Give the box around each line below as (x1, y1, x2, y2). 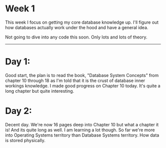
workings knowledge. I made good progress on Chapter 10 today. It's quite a (5, 82, 161, 89)
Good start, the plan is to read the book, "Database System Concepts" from (5, 72, 159, 78)
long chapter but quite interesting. (5, 88, 74, 94)
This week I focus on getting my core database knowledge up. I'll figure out (5, 19, 159, 25)
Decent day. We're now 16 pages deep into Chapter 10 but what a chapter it (5, 121, 159, 127)
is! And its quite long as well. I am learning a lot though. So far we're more (5, 127, 155, 133)
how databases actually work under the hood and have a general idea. (5, 24, 149, 30)
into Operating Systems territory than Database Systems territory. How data (5, 132, 160, 138)
